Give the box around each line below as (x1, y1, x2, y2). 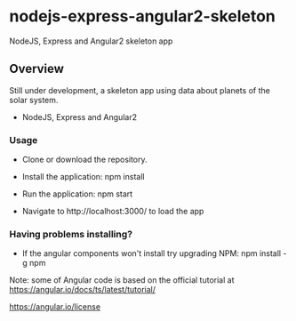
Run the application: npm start (21, 189, 133, 199)
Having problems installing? (9, 228, 133, 240)
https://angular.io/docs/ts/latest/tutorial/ (9, 285, 156, 295)
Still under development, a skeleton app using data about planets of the (9, 84, 271, 95)
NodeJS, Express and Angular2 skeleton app (9, 36, 173, 46)
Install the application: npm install (21, 172, 145, 182)
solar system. (9, 94, 59, 105)
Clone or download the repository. (21, 154, 148, 165)
